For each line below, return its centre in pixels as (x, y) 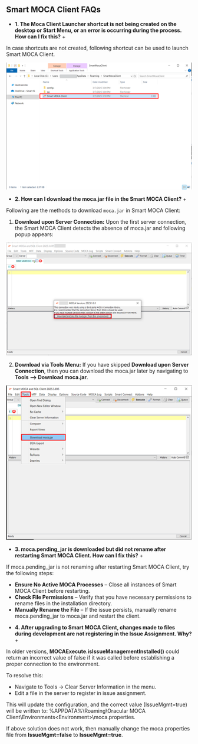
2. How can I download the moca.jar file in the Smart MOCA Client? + (100, 199)
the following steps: (30, 573)
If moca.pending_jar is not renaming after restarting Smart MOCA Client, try (98, 567)
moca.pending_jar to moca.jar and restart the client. (77, 616)
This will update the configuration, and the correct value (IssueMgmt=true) (97, 704)
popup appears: (34, 234)
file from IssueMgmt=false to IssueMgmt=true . (65, 735)
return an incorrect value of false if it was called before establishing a (90, 657)
